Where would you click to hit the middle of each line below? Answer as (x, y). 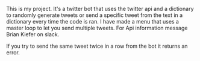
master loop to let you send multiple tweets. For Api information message (97, 28)
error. (13, 53)
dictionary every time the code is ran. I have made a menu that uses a (93, 21)
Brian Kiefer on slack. (33, 34)
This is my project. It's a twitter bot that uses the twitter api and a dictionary (100, 9)
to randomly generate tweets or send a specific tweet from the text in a (95, 15)
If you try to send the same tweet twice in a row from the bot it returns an (97, 46)
